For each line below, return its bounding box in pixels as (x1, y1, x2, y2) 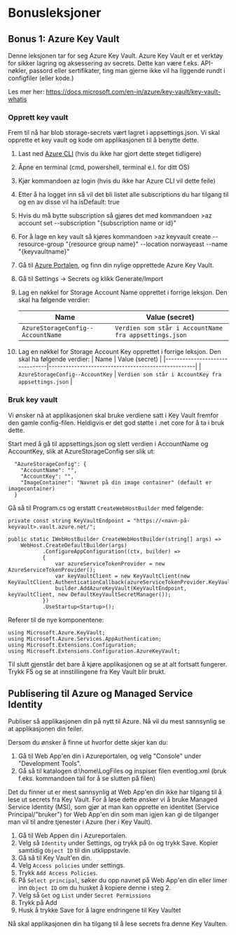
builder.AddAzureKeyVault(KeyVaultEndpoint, (55, 584, 188, 591)
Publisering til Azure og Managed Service (8, 687, 193, 700)
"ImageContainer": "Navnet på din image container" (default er (20, 479, 212, 486)
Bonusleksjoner (8, 5, 102, 21)
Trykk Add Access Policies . (18, 869, 98, 877)
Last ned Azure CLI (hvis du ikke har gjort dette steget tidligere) (18, 150, 202, 158)
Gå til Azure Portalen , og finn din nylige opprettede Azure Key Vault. (18, 261, 214, 270)
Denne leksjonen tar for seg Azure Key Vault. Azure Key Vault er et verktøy (8, 51, 223, 60)
